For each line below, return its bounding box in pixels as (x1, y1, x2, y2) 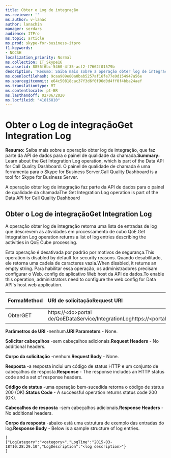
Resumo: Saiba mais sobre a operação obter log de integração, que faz (5, 147, 155, 153)
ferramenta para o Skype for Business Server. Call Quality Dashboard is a (5, 169, 158, 175)
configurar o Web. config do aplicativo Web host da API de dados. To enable (5, 271, 164, 277)
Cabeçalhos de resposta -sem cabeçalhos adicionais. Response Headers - (5, 405, 164, 411)
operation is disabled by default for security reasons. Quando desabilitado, (5, 255, 162, 260)
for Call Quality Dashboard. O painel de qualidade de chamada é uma (5, 164, 151, 170)
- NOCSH (5, 50, 22, 55)
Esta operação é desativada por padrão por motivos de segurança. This (5, 249, 154, 255)
